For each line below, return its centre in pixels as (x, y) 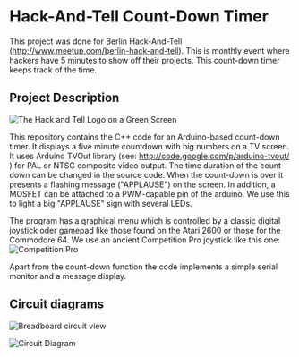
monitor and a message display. (68, 276)
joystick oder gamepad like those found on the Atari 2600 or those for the (145, 230)
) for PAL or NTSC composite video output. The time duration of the (133, 165)
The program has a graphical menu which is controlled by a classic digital (145, 220)
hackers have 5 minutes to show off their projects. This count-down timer (145, 60)
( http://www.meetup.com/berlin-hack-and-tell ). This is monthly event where (149, 50)
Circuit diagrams (57, 305)
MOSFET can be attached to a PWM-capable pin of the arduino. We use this (149, 193)
